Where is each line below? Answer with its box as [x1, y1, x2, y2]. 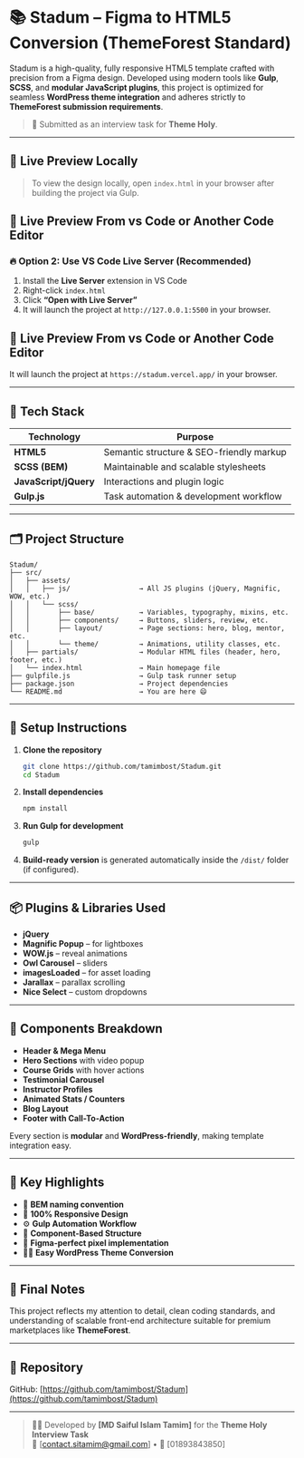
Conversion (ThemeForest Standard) [9, 33, 291, 53]
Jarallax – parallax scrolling [22, 977, 126, 987]
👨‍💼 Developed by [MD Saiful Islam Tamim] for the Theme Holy [31, 1420, 268, 1431]
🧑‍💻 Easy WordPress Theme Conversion [22, 1247, 175, 1258]
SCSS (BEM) [14, 461, 69, 473]
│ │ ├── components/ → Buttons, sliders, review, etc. [9, 616, 270, 625]
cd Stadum [22, 770, 61, 780]
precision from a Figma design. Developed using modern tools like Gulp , [9, 72, 279, 83]
